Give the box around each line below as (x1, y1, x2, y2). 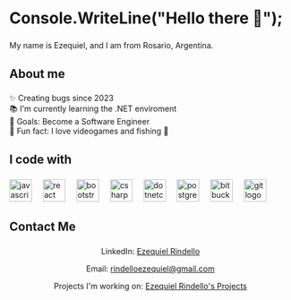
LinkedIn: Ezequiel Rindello (100, 246, 201, 257)
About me (9, 66, 65, 81)
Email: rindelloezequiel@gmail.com (86, 263, 215, 274)
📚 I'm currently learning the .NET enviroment (9, 103, 177, 115)
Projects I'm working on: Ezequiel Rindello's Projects (53, 281, 248, 292)
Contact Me (9, 219, 76, 235)
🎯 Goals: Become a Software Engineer (9, 116, 150, 127)
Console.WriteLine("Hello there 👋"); (9, 8, 284, 29)
